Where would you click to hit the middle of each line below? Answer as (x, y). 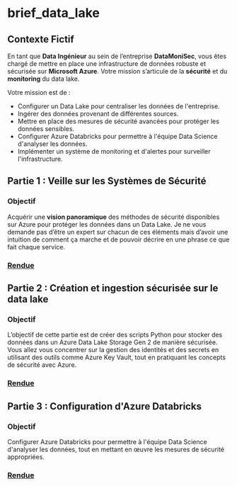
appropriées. (26, 457)
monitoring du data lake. (44, 79)
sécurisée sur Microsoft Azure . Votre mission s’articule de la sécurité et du (117, 71)
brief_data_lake (54, 13)
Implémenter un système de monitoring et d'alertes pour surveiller (114, 151)
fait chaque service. (36, 247)
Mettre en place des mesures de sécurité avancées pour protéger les (118, 121)
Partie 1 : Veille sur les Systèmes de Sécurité (107, 181)
